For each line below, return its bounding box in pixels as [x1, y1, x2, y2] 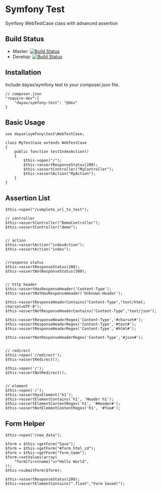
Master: [12, 48, 29, 54]
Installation [5, 68, 41, 77]
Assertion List [5, 194, 50, 202]
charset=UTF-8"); [5, 304, 42, 310]
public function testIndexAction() [14, 149, 89, 154]
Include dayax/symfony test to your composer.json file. [5, 82, 120, 88]
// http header [5, 282, 37, 287]
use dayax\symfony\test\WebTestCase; [5, 132, 85, 137]
